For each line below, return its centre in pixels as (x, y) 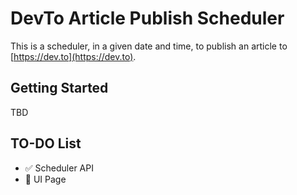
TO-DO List (46, 143)
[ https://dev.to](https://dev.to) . (73, 56)
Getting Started (59, 88)
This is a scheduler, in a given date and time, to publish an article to (149, 46)
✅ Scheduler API (59, 168)
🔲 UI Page (45, 179)
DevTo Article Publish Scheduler (147, 18)
